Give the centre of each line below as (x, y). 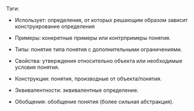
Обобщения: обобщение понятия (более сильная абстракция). (94, 102)
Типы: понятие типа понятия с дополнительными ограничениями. (98, 49)
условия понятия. (37, 67)
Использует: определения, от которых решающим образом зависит (101, 20)
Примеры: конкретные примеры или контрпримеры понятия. (93, 38)
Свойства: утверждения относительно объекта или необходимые (98, 61)
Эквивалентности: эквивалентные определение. (77, 90)
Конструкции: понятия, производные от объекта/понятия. (88, 79)
